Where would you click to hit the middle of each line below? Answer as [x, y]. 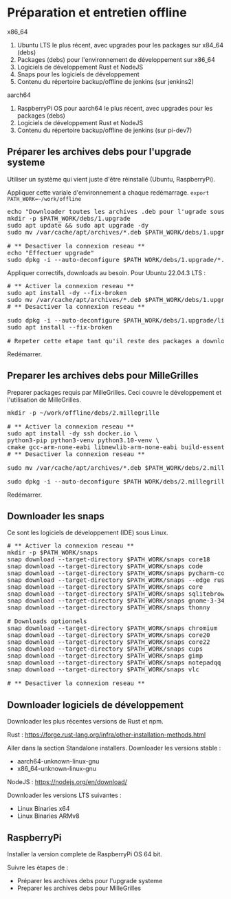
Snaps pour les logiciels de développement [78, 74]
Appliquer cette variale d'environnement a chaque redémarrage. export [108, 192]
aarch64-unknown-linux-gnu [58, 761]
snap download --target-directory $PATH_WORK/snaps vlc [103, 670]
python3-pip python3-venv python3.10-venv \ [84, 440]
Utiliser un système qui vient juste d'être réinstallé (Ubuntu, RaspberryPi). [111, 179]
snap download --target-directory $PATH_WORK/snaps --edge [109, 580]
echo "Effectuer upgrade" [51, 253]
